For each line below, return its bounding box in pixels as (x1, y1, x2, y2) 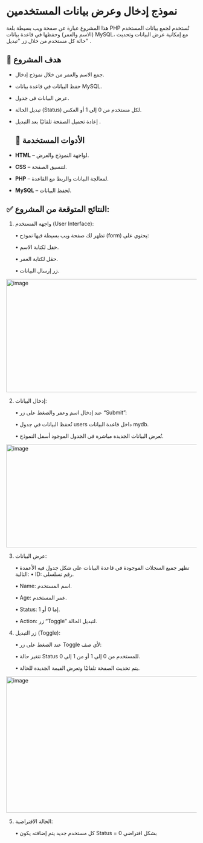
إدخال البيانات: (14, 397, 47, 405)
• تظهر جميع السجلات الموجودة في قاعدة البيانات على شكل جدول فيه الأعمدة (14, 564, 190, 572)
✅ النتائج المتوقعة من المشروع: (6, 204, 110, 214)
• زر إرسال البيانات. (14, 267, 60, 274)
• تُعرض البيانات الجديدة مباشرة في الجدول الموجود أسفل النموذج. (14, 432, 164, 440)
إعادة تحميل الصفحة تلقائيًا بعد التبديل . (14, 117, 101, 125)
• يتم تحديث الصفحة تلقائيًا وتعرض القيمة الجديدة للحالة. (14, 664, 140, 672)
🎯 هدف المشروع (6, 55, 62, 65)
